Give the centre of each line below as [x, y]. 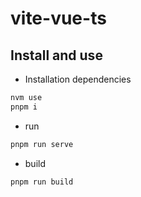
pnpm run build [42, 182]
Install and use [56, 55]
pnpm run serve [42, 144]
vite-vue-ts [58, 18]
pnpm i [24, 107]
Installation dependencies [78, 79]
